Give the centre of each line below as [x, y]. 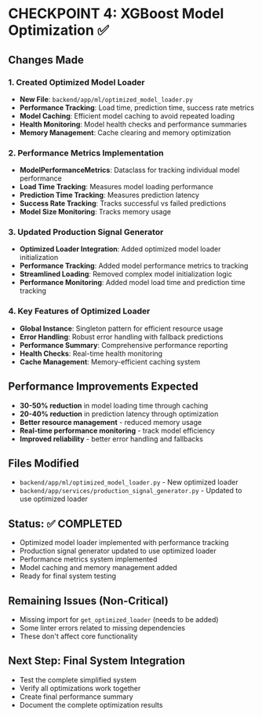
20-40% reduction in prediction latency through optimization [119, 414]
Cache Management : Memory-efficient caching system [110, 361]
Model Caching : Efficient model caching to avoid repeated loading [127, 115]
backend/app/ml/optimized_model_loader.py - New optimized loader [129, 482]
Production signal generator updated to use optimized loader [118, 551]
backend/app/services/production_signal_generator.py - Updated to [131, 491]
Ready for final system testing [67, 576]
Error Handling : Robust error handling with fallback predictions [121, 337]
